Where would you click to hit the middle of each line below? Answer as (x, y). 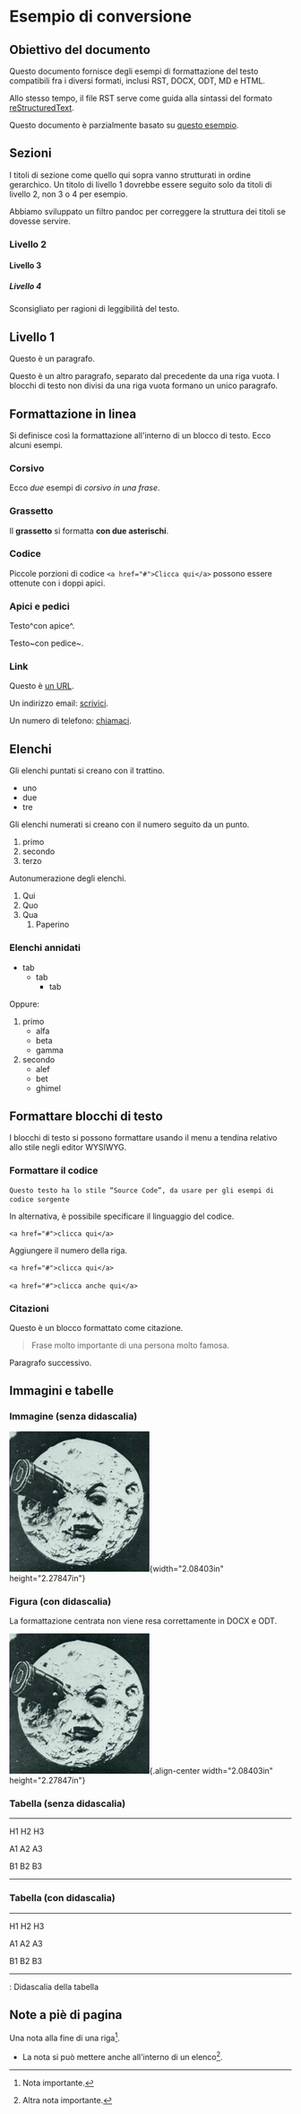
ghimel (48, 1088)
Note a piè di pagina (66, 2015)
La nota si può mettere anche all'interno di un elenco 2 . (122, 2056)
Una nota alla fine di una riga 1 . (65, 2037)
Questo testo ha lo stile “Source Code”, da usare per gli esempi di (142, 1190)
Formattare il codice (54, 1171)
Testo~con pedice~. (47, 643)
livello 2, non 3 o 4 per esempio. (69, 194)
